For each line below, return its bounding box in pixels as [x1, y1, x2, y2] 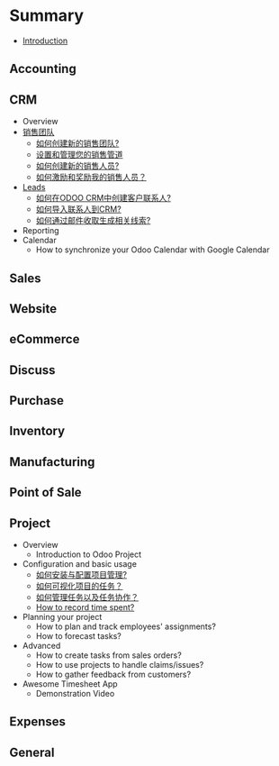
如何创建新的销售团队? [35, 138, 120, 149]
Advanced [22, 641, 61, 652]
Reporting [22, 225, 60, 236]
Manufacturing [9, 454, 95, 470]
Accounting [9, 61, 76, 77]
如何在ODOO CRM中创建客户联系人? [35, 193, 171, 204]
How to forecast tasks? [35, 631, 121, 642]
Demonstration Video [35, 688, 115, 699]
